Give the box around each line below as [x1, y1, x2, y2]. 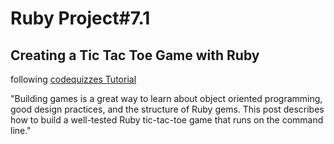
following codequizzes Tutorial [10, 73, 137, 85]
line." [10, 125, 32, 136]
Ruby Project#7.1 [10, 7, 151, 30]
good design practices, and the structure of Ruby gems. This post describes [10, 103, 325, 115]
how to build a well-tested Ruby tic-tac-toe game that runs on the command [10, 114, 324, 126]
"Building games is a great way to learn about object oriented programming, [10, 93, 323, 104]
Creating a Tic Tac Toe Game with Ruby [10, 47, 260, 64]
